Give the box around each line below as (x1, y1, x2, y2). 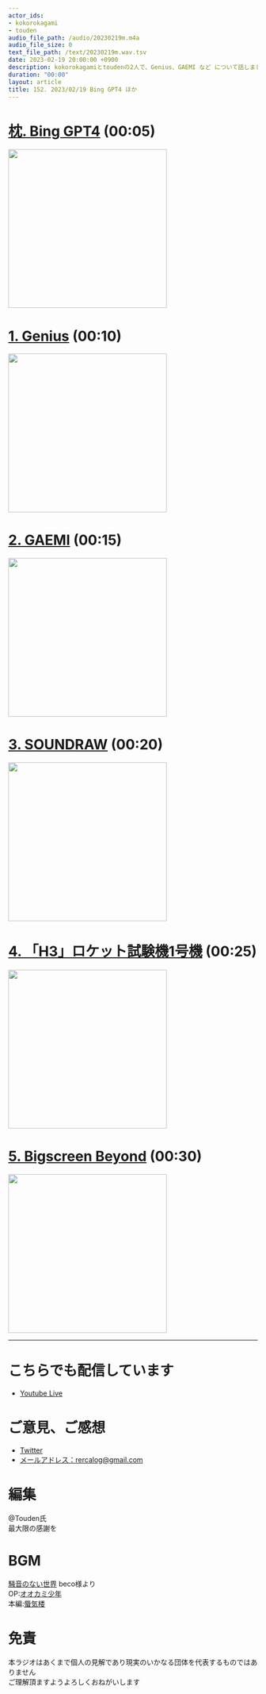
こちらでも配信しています (8, 1362, 174, 1380)
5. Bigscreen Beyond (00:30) (8, 1148, 203, 1165)
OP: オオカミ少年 (8, 1588, 62, 1598)
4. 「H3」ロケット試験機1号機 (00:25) (8, 942, 257, 961)
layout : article (8, 78, 62, 86)
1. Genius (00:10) (8, 327, 122, 345)
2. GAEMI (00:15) (8, 531, 123, 549)
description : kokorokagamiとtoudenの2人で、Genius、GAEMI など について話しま (8, 64, 256, 71)
